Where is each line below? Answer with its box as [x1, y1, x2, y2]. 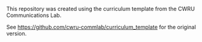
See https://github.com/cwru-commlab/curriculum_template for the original [6, 24, 196, 30]
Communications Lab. [6, 12, 62, 19]
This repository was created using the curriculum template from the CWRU [6, 5, 195, 12]
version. [6, 30, 27, 37]
